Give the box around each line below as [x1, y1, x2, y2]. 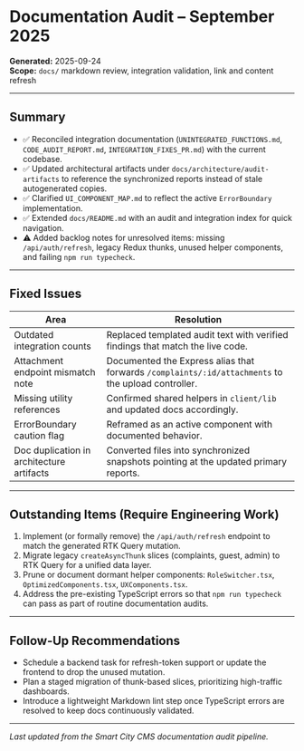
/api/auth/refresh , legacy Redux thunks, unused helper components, [22, 242, 283, 253]
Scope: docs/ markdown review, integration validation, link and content [9, 65, 274, 76]
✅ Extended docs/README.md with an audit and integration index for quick [22, 212, 292, 223]
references [14, 403, 61, 416]
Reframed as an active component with [106, 418, 273, 430]
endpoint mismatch [14, 365, 96, 378]
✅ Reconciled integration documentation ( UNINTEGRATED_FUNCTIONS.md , [22, 133, 283, 144]
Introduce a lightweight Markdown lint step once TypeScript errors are [22, 696, 285, 707]
